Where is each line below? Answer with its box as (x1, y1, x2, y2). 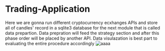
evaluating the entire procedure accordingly (5, 40, 95, 46)
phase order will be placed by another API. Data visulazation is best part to (5, 35, 158, 41)
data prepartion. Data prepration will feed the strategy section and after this (5, 30, 160, 36)
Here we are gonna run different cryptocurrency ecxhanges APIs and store (5, 20, 158, 25)
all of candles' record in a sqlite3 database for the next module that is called (5, 25, 160, 30)
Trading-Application (5, 3, 90, 15)
